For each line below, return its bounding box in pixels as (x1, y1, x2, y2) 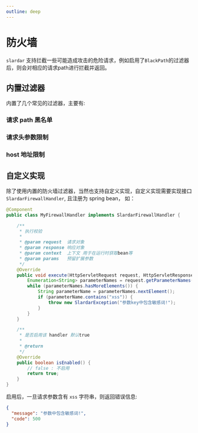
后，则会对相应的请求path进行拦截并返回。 (6, 64, 110, 71)
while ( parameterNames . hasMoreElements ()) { (27, 283, 138, 289)
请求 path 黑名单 (6, 116, 53, 124)
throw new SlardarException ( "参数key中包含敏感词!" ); (48, 299, 176, 305)
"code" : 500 (11, 416, 41, 422)
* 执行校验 (19, 228, 42, 234)
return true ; (27, 370, 60, 377)
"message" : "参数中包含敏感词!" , (11, 410, 87, 416)
